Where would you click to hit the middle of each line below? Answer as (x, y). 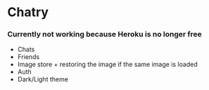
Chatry (28, 12)
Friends (28, 57)
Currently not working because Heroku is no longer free (104, 34)
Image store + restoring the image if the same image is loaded (108, 65)
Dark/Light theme (43, 79)
